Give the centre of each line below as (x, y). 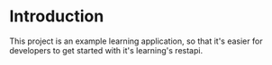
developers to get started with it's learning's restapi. (106, 50)
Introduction (57, 16)
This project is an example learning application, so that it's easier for (136, 41)
